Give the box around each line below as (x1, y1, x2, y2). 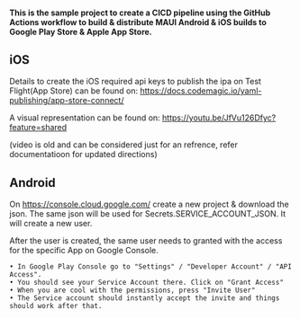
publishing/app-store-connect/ (9, 95, 124, 106)
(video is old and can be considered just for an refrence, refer (9, 139, 239, 150)
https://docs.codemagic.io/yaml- (139, 85, 262, 96)
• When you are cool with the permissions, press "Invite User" (9, 286, 256, 296)
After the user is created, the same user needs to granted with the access (9, 235, 283, 246)
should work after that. (9, 302, 103, 311)
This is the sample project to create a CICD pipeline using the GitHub (9, 7, 271, 18)
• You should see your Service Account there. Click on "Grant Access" (9, 278, 284, 287)
